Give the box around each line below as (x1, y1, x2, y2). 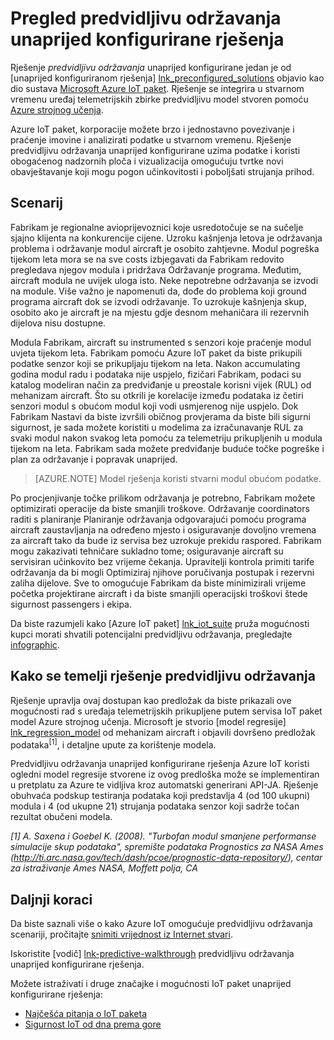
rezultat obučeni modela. (10, 811, 113, 823)
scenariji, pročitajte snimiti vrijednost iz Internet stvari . (10, 928, 233, 941)
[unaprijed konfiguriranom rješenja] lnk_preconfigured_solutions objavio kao (10, 72, 325, 84)
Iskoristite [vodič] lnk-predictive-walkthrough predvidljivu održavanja (10, 948, 295, 960)
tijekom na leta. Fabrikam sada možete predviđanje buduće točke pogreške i (10, 442, 325, 454)
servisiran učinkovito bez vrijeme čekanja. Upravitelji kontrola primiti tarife (10, 555, 315, 567)
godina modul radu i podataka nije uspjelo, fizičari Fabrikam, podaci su (10, 368, 302, 380)
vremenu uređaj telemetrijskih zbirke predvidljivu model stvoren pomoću (10, 93, 309, 105)
